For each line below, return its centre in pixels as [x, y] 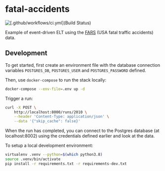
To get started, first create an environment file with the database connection [83, 65]
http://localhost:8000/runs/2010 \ [51, 112]
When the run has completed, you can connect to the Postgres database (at [82, 131]
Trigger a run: [19, 98]
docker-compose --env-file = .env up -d [45, 89]
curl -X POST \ [21, 107]
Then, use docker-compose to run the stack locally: [56, 80]
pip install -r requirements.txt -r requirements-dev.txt [66, 164]
